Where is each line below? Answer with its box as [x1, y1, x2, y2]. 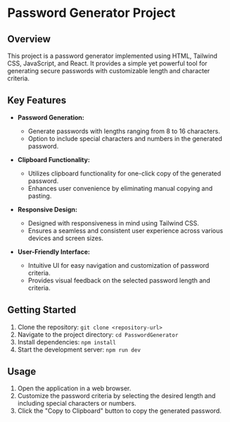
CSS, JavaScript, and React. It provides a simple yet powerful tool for [7, 59, 207, 68]
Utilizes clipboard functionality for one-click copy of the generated [27, 169, 222, 178]
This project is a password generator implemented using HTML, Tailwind [7, 51, 218, 60]
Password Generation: [17, 113, 84, 121]
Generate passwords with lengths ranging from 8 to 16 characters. [27, 127, 220, 135]
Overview [7, 33, 51, 45]
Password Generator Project [7, 5, 176, 21]
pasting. [27, 192, 52, 200]
